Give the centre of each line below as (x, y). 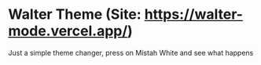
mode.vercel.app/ (68, 31)
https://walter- (194, 14)
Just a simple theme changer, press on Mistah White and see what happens (131, 52)
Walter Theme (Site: (75, 14)
